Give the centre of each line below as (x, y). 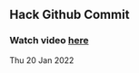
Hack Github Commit (69, 15)
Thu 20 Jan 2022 (42, 60)
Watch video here (49, 41)
